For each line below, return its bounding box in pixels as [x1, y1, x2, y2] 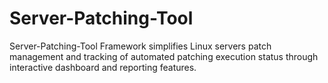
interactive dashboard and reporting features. [9, 61, 197, 73]
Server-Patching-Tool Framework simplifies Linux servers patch [9, 40, 272, 52]
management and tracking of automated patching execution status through [9, 50, 319, 62]
